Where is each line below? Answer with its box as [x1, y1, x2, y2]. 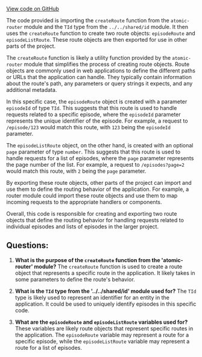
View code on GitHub [6, 5, 59, 12]
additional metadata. [6, 86, 57, 93]
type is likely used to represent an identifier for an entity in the [14, 294, 170, 301]
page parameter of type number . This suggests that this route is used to [6, 148, 181, 155]
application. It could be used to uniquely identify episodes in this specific [14, 300, 197, 307]
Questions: [6, 240, 49, 251]
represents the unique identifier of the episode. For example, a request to [6, 117, 188, 124]
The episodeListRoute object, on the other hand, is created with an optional [6, 142, 194, 149]
